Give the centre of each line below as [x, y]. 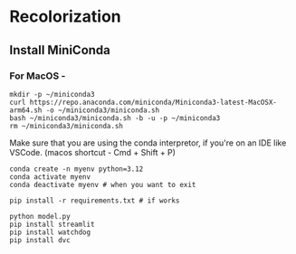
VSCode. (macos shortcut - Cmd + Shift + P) [93, 152]
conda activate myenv [50, 177]
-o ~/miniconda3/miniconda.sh [103, 110]
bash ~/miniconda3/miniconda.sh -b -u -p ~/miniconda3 [115, 118]
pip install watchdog [50, 232]
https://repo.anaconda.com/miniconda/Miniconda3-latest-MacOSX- [153, 102]
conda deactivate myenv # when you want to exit [103, 184]
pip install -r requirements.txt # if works [95, 201]
